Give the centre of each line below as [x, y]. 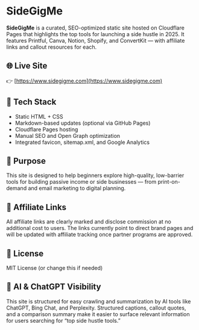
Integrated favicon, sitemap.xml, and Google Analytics [82, 142]
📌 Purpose [26, 161]
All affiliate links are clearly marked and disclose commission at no [89, 222]
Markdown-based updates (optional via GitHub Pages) [83, 123]
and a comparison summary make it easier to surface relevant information [98, 314]
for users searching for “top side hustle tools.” [63, 320]
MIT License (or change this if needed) [55, 268]
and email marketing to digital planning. [77, 188]
